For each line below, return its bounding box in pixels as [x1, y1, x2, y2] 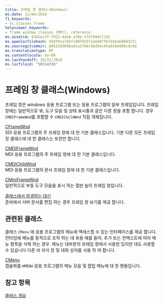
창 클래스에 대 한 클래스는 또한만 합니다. [5, 136, 81, 142]
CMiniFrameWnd [5, 177, 39, 183]
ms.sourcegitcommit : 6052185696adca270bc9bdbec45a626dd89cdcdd [5, 44, 137, 49]
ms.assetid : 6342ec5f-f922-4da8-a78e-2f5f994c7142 [5, 35, 111, 40]
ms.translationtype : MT [5, 48, 54, 53]
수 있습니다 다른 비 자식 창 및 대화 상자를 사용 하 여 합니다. [5, 247, 116, 253]
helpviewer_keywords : [5, 25, 49, 30]
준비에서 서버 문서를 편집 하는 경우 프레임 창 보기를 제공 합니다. [5, 199, 125, 205]
